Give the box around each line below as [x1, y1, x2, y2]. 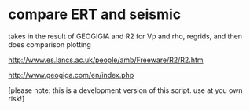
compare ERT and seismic [8, 5, 182, 24]
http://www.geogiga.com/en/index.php [8, 70, 134, 79]
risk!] [8, 93, 25, 103]
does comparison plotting [8, 39, 92, 49]
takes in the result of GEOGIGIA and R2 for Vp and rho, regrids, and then [8, 31, 242, 41]
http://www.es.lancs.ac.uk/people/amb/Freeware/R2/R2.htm [8, 55, 204, 64]
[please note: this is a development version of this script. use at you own [8, 85, 243, 95]
